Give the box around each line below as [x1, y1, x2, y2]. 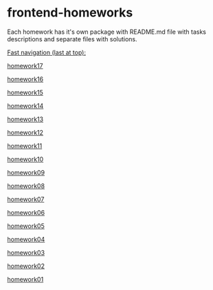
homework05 [7, 222, 45, 230]
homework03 [7, 248, 45, 256]
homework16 [7, 74, 43, 83]
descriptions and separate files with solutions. [7, 34, 137, 43]
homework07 [7, 195, 45, 203]
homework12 [7, 128, 43, 136]
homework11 [7, 141, 43, 149]
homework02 [7, 262, 45, 270]
